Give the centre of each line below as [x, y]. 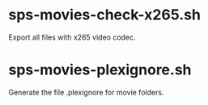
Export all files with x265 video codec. [72, 37]
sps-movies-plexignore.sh [100, 70]
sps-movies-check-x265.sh [104, 15]
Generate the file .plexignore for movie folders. [86, 92]
